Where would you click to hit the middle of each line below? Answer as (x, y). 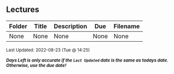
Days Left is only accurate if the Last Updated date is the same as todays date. (87, 60)
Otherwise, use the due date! (36, 65)
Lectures (23, 10)
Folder (18, 26)
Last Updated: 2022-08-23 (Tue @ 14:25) (48, 50)
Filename (127, 26)
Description (71, 26)
